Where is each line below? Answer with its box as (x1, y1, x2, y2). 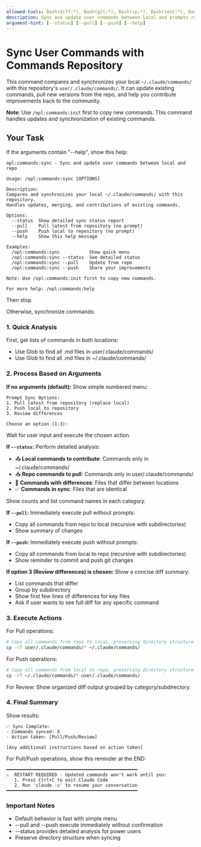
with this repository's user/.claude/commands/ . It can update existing (6, 84, 175, 92)
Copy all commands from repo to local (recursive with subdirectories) (14, 521, 187, 528)
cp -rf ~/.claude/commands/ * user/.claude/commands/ (6, 672, 141, 679)
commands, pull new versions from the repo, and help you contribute (6, 91, 176, 98)
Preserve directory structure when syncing (14, 834, 121, 842)
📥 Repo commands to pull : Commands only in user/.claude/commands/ (14, 470, 194, 477)
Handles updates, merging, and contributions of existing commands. (6, 202, 181, 208)
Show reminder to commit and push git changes (14, 556, 133, 564)
